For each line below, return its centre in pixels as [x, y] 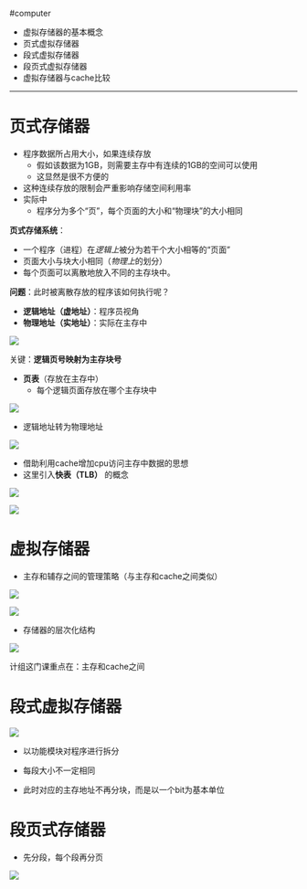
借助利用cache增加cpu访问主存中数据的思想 [106, 463]
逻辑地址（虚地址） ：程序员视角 [81, 311]
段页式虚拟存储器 [55, 66]
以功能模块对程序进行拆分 [71, 751]
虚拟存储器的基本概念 [63, 32]
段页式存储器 [58, 830]
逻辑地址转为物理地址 [63, 426]
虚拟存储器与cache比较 [67, 78]
